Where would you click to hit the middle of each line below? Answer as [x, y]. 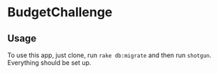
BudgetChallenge [60, 12]
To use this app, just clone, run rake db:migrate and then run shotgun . [109, 55]
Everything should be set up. [49, 63]
